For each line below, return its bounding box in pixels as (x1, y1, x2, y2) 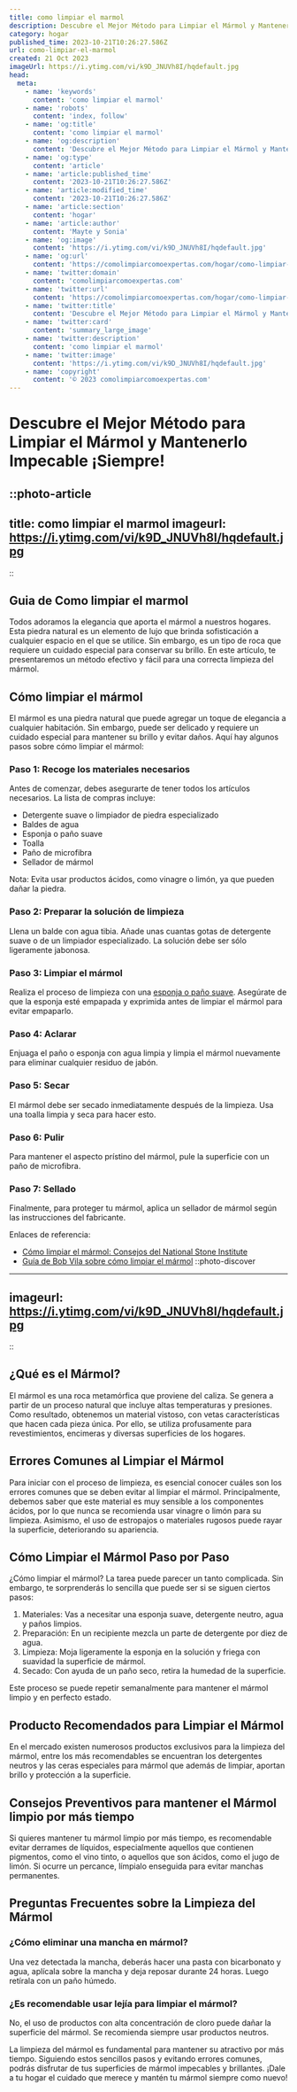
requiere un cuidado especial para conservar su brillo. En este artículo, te (9, 645, 277, 655)
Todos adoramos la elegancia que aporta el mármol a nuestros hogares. (9, 616, 271, 627)
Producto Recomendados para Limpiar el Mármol (9, 1717, 285, 1732)
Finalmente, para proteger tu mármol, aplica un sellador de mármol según (9, 1203, 278, 1213)
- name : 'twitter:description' (25, 334, 141, 343)
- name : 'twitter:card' (25, 318, 113, 327)
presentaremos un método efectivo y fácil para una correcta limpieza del (9, 655, 274, 665)
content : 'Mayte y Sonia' (32, 227, 128, 236)
